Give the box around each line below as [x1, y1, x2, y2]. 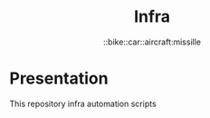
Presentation [9, 68, 109, 89]
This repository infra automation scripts [9, 98, 157, 109]
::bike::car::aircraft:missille [102, 36, 202, 47]
